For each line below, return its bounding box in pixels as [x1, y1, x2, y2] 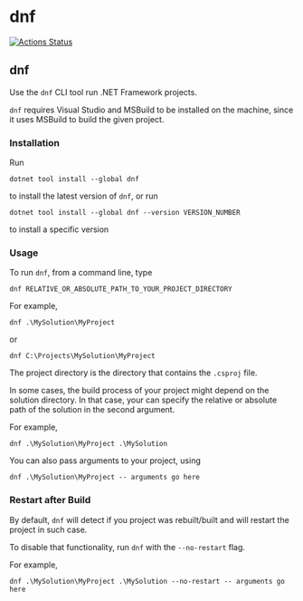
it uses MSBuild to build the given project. [9, 113, 165, 124]
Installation [9, 136, 61, 149]
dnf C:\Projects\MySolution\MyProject [9, 352, 156, 361]
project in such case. [9, 524, 88, 535]
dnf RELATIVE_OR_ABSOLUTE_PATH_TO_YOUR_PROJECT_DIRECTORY [9, 285, 232, 294]
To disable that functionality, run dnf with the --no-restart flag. [9, 541, 246, 552]
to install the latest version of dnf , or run [9, 190, 158, 201]
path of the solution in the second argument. [9, 404, 175, 415]
